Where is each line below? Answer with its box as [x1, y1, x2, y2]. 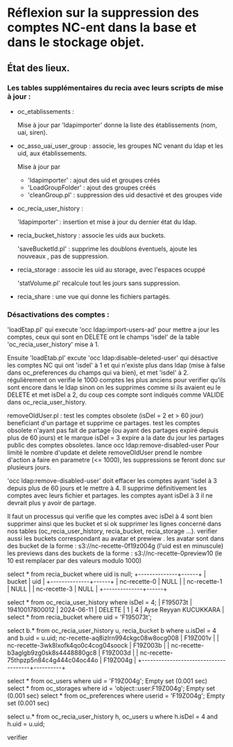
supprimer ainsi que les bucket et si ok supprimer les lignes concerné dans [7, 520, 222, 528]
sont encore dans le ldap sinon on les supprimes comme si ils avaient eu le [7, 384, 221, 392]
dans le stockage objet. [7, 35, 145, 50]
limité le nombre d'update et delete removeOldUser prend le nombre [7, 448, 202, 457]
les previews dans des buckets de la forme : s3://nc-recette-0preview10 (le [7, 549, 223, 557]
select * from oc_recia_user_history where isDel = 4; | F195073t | [7, 598, 193, 607]
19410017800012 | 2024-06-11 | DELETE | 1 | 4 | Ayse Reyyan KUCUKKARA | [7, 606, 225, 614]
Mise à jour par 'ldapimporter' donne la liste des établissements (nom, [17, 120, 217, 129]
